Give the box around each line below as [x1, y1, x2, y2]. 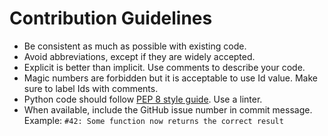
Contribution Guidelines [9, 7, 213, 30]
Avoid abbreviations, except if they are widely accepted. [23, 50, 256, 62]
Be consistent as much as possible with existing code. [23, 40, 247, 52]
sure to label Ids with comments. [23, 82, 159, 94]
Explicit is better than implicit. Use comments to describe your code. [23, 61, 306, 73]
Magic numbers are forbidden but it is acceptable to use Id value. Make [23, 72, 318, 84]
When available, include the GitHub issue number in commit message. [23, 103, 313, 116]
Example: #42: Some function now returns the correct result [23, 114, 284, 126]
